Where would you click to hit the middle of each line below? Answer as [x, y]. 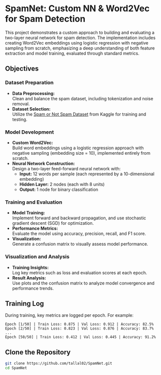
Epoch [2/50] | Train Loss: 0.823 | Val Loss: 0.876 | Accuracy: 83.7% [79, 328]
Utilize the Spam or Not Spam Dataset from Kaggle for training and [79, 114]
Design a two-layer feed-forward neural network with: [66, 168]
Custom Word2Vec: [32, 142]
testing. [20, 119]
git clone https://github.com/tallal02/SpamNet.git [59, 363]
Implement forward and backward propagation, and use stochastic [79, 218]
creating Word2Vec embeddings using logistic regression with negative [77, 43]
